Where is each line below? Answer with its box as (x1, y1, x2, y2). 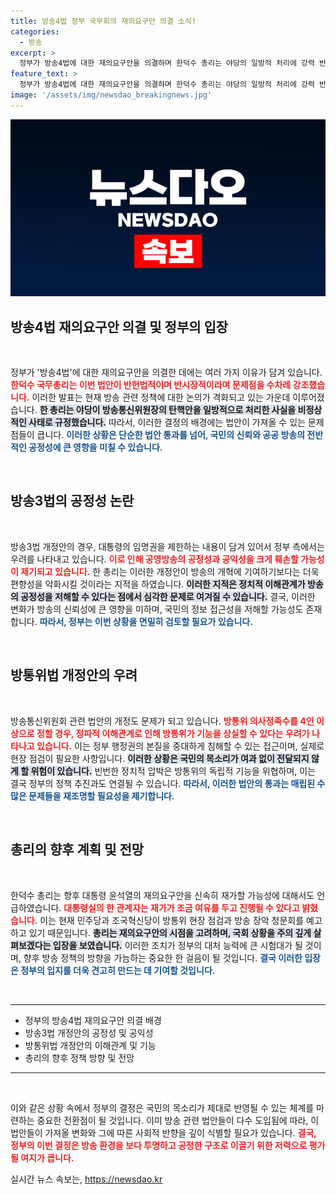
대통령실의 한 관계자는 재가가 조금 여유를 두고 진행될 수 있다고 (63, 901, 300, 914)
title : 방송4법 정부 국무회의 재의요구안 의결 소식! (10, 16, 197, 26)
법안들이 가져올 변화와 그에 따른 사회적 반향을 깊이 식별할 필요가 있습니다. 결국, (10, 1126, 317, 1139)
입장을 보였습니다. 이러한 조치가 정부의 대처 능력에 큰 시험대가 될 (52, 939, 303, 951)
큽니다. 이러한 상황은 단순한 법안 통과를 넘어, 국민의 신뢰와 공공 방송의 (36, 429, 306, 441)
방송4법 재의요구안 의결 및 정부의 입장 (10, 318, 229, 335)
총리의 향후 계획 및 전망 (10, 841, 145, 859)
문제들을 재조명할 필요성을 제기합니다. (28, 790, 175, 802)
